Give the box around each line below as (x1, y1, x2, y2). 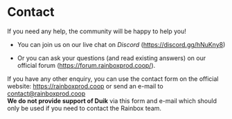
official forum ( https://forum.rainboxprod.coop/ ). (17, 61, 156, 69)
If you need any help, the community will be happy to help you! (7, 27, 187, 35)
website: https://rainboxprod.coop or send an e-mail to (7, 82, 164, 90)
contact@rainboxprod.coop (7, 89, 86, 98)
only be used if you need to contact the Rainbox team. (7, 104, 161, 112)
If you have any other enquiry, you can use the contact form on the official (7, 74, 219, 83)
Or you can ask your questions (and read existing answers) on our (17, 53, 206, 62)
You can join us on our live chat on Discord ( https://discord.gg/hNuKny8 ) (17, 40, 226, 48)
